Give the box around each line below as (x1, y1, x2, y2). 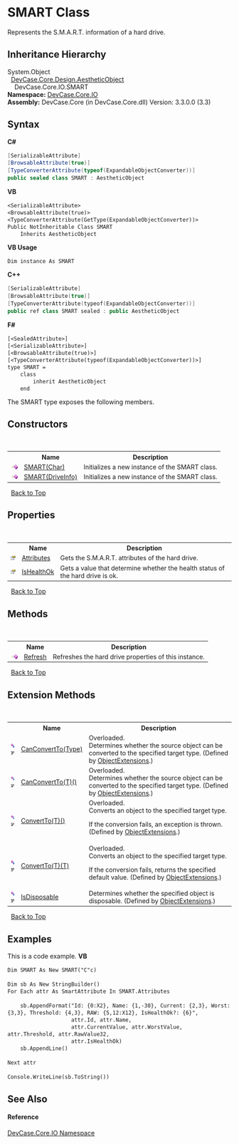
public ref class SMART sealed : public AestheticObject (7, 307, 180, 314)
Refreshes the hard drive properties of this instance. (53, 652, 205, 661)
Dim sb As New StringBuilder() (7, 981, 100, 988)
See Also (7, 1093, 48, 1105)
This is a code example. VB (7, 952, 87, 961)
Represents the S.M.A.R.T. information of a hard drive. (7, 28, 166, 36)
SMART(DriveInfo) (23, 473, 78, 481)
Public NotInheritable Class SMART (7, 224, 113, 231)
